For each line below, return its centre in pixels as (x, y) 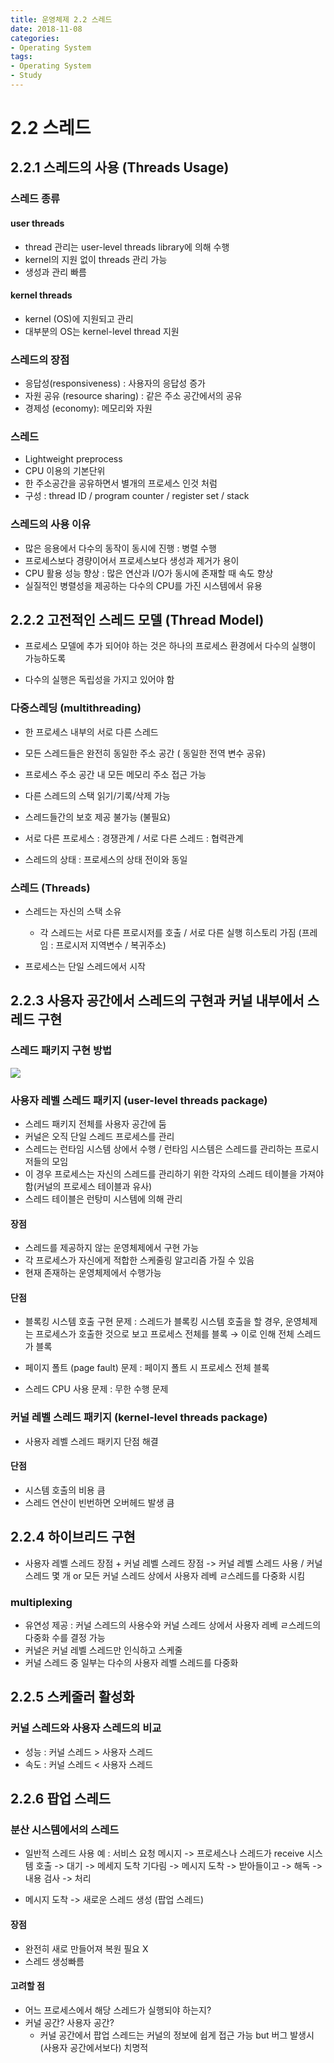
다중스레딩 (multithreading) (76, 708)
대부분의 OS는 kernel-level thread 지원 (102, 331)
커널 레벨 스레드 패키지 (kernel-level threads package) (139, 1418)
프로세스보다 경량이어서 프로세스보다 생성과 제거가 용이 (132, 560)
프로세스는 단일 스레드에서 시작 (85, 967)
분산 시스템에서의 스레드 (65, 1830)
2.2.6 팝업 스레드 (61, 1799)
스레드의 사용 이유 (51, 524)
